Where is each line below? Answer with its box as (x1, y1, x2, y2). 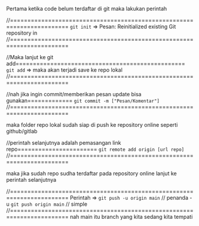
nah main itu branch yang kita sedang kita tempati (69, 213, 193, 220)
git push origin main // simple (11, 200, 88, 207)
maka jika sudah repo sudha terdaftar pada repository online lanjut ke (6, 170, 177, 177)
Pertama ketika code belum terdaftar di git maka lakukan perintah (6, 5, 167, 12)
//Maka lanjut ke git (6, 54, 54, 60)
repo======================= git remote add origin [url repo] (6, 146, 185, 152)
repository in (6, 29, 38, 36)
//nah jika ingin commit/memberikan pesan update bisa (6, 91, 142, 97)
